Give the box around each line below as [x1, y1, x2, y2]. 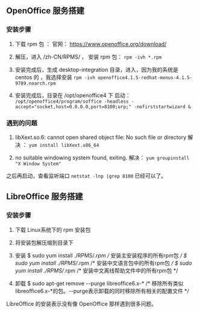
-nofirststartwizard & [133, 103, 191, 110]
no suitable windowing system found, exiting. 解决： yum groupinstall [14, 153, 190, 161]
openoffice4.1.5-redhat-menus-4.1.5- [97, 74, 193, 80]
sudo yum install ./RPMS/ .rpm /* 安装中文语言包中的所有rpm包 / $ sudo [14, 259, 192, 266]
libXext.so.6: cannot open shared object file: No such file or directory [14, 134, 187, 141]
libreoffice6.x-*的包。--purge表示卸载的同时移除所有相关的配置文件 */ [14, 287, 189, 294]
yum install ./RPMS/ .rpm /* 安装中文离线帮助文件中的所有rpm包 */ [14, 266, 178, 274]
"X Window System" [14, 161, 62, 167]
